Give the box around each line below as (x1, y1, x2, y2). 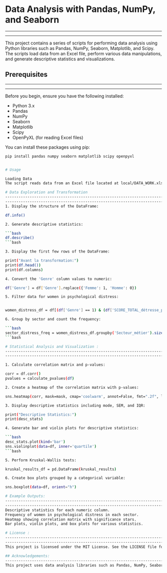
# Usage (5, 167, 21, 172)
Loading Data (5, 176, 32, 181)
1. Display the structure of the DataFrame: (5, 204, 99, 209)
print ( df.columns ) (5, 267, 43, 273)
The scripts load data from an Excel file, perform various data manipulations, (5, 50, 162, 56)
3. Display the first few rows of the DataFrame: (5, 249, 110, 254)
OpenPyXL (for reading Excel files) (12, 134, 83, 140)
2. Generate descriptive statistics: (5, 222, 83, 227)
